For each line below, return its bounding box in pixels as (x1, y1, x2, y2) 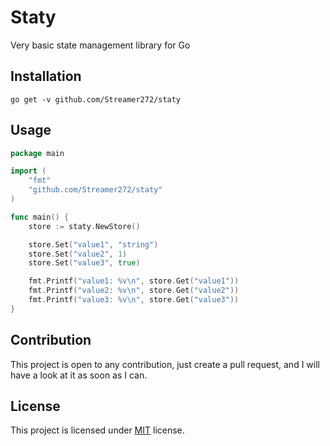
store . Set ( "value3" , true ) (28, 258, 141, 268)
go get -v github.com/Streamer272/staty (10, 94, 182, 105)
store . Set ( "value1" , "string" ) (28, 239, 159, 250)
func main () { (10, 212, 70, 222)
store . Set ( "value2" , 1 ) (28, 249, 128, 259)
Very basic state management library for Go (10, 39, 191, 51)
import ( (10, 166, 47, 176)
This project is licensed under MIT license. (10, 424, 185, 436)
